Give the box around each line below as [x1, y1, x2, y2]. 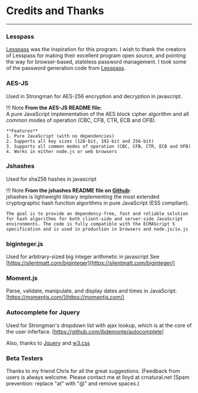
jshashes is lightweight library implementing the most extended [6, 193, 160, 200]
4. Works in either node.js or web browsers [6, 148, 117, 154]
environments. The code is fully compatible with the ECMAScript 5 [6, 221, 176, 227]
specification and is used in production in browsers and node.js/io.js [6, 226, 189, 232]
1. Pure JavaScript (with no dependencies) [6, 133, 115, 139]
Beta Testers [6, 354, 43, 362]
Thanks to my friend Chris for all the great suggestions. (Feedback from [6, 368, 181, 375]
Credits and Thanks [6, 4, 104, 18]
